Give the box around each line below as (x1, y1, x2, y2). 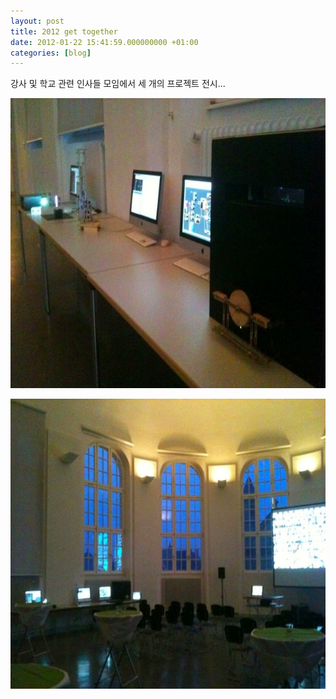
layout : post (10, 16, 65, 26)
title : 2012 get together (10, 26, 118, 37)
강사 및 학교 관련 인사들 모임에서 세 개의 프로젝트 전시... (10, 78, 226, 90)
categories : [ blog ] (10, 48, 92, 58)
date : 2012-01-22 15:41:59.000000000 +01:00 (10, 37, 199, 47)
